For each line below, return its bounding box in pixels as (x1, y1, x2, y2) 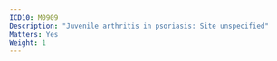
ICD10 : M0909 (9, 13, 59, 22)
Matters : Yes (9, 30, 59, 39)
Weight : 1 (9, 38, 47, 48)
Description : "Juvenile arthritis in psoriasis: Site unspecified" (9, 22, 270, 30)
